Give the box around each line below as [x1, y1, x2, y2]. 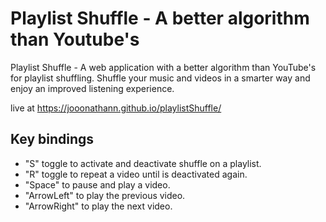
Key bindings [10, 131, 95, 148]
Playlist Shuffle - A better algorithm [10, 7, 310, 30]
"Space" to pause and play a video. [24, 178, 171, 191]
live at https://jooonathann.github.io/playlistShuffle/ [10, 102, 222, 114]
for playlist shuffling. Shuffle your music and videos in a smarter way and [10, 72, 311, 84]
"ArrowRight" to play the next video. [24, 200, 173, 212]
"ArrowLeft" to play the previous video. [24, 189, 186, 201]
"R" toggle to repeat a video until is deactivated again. [24, 168, 248, 180]
